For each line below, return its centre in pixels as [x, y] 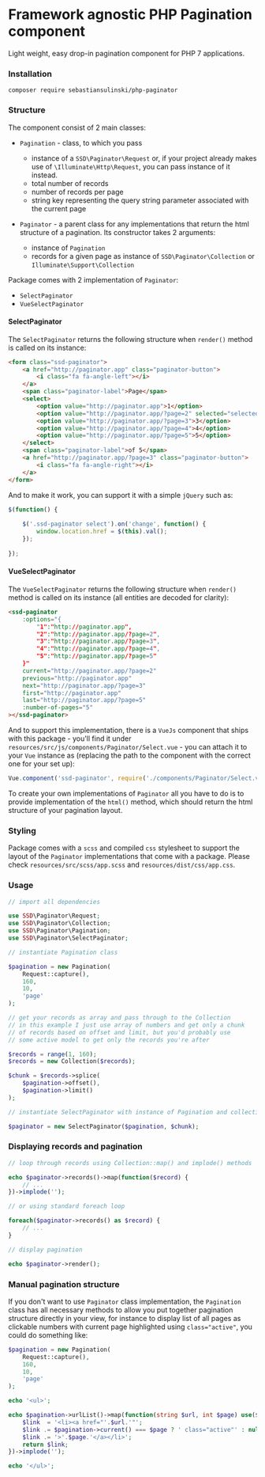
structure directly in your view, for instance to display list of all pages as [125, 1318]
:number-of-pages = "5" [58, 708]
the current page [59, 208]
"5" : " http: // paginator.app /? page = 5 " [97, 656]
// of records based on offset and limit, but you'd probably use [119, 1032]
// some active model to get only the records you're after [109, 1040]
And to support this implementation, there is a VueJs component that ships [129, 731]
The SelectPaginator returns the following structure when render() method [131, 339]
